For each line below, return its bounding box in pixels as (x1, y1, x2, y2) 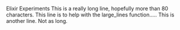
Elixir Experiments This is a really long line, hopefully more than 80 (6, 5, 169, 12)
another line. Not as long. (6, 18, 68, 24)
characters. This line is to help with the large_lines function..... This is (6, 11, 175, 18)
